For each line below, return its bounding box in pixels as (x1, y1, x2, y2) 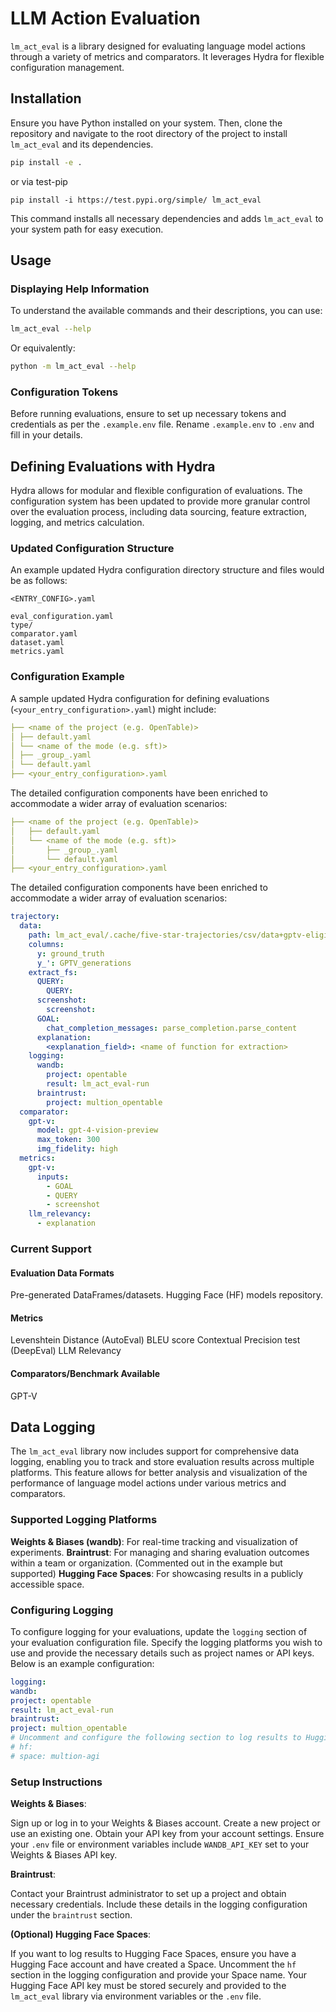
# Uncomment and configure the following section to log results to (10, 1733, 302, 1743)
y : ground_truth (36, 948, 105, 959)
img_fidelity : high (36, 1144, 118, 1154)
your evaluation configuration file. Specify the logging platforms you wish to (10, 1636, 323, 1648)
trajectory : (10, 912, 60, 922)
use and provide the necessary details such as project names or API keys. (10, 1647, 315, 1659)
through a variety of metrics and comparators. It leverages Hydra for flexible (10, 50, 325, 62)
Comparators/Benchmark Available (10, 1367, 161, 1379)
